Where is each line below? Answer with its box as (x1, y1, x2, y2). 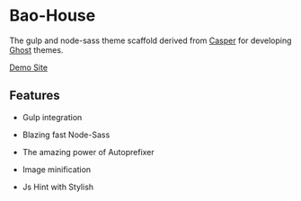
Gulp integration (22, 111, 83, 122)
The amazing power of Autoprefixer (22, 146, 155, 157)
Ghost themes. (9, 44, 64, 55)
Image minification (22, 163, 92, 175)
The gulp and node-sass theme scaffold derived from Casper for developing (9, 35, 292, 46)
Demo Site (9, 62, 48, 73)
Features (9, 88, 60, 103)
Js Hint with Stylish (22, 181, 94, 192)
